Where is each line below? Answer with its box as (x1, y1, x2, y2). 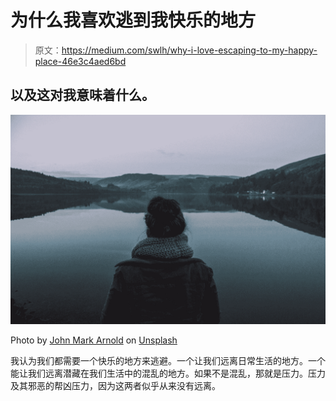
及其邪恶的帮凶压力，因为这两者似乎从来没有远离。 (10, 380, 221, 392)
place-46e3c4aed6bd (34, 55, 127, 67)
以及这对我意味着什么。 (10, 87, 155, 104)
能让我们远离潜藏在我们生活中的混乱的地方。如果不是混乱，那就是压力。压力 (10, 367, 326, 380)
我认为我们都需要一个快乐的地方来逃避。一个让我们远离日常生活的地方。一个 (10, 355, 326, 367)
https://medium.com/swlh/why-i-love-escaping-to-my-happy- (61, 44, 318, 56)
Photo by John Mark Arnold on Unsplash (10, 334, 178, 346)
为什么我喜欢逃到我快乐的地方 (10, 9, 257, 32)
